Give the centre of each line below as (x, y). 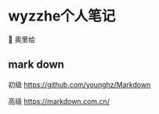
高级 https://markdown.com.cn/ (59, 101)
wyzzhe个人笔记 (62, 16)
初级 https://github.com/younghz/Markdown (79, 84)
